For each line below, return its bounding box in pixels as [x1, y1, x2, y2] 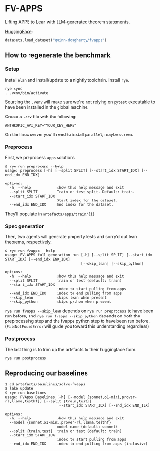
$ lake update [5, 386, 34, 391]
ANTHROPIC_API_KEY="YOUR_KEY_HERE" [5, 123, 77, 128]
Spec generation [5, 223, 45, 230]
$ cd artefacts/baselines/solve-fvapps [5, 382, 86, 387]
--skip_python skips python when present [9, 300, 111, 304]
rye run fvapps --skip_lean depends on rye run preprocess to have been [5, 308, 154, 314]
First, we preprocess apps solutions [5, 154, 75, 160]
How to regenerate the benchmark [5, 51, 111, 60]
